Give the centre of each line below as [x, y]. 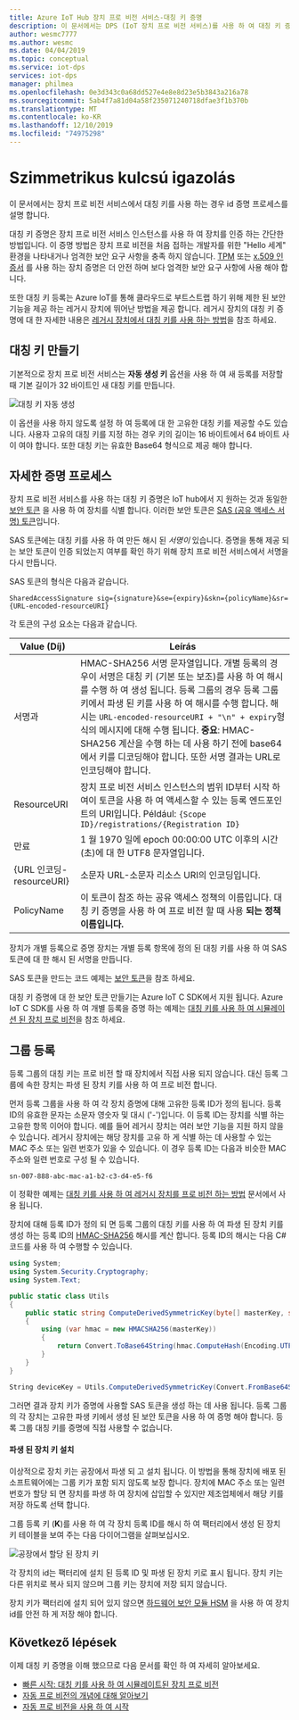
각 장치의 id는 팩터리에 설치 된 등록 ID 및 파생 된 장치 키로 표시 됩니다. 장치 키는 [146, 1573]
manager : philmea [41, 84]
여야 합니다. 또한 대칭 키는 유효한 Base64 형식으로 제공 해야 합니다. [135, 445]
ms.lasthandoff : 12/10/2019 [61, 126]
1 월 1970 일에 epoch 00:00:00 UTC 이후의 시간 [179, 840]
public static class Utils [59, 1296]
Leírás [183, 646]
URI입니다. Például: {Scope [153, 814]
